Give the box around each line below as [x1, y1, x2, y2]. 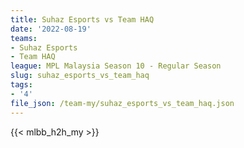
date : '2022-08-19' [10, 24, 92, 34]
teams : [10, 33, 38, 43]
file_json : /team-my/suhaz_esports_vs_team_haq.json [10, 98, 235, 108]
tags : [10, 80, 33, 90]
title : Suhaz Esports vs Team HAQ [10, 14, 155, 25]
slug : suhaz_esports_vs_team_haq [10, 71, 150, 81]
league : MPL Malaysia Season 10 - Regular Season [10, 61, 222, 71]
